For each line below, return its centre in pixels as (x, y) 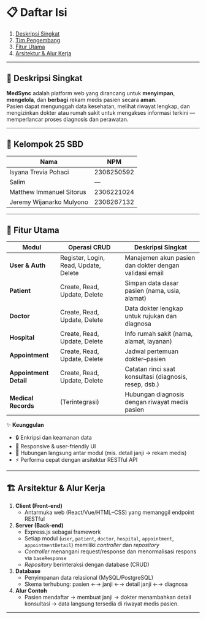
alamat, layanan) (149, 341)
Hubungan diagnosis (154, 394)
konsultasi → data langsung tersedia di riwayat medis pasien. (101, 604)
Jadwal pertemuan (152, 351)
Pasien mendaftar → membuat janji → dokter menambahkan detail (108, 598)
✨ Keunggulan (25, 425)
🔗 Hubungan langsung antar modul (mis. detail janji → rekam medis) (101, 453)
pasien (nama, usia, (153, 291)
